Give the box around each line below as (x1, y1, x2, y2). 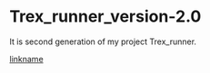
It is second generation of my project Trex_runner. (9, 36, 197, 47)
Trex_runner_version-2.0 (9, 6, 202, 27)
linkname (9, 53, 44, 64)
